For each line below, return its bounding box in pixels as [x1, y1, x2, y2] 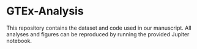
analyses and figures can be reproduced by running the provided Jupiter [6, 30, 190, 38]
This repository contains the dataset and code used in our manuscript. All [6, 24, 191, 31]
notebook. [6, 37, 32, 44]
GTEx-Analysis [6, 4, 84, 18]
